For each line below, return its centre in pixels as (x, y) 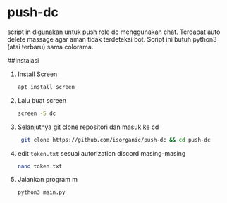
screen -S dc (37, 113)
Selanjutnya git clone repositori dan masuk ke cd (88, 127)
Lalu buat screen (42, 100)
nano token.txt (40, 166)
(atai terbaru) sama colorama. (50, 47)
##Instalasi (23, 60)
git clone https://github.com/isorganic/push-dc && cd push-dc (116, 140)
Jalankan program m (48, 180)
